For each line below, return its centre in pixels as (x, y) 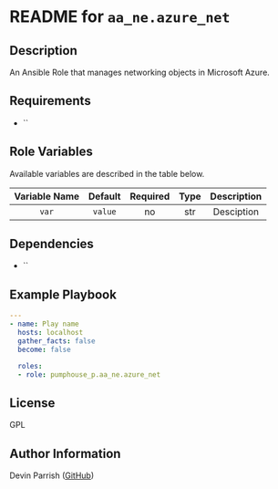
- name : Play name (44, 324)
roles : (30, 366)
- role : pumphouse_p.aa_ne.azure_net (89, 375)
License (32, 403)
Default (104, 196)
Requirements (50, 101)
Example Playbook (63, 294)
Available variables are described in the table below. (107, 173)
